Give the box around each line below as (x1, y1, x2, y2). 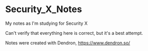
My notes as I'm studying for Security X (5, 20, 88, 26)
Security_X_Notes (5, 4, 82, 15)
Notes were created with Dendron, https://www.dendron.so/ (5, 39, 130, 46)
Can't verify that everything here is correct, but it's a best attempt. (5, 30, 143, 36)
